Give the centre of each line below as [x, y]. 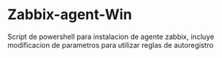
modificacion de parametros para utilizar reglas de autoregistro [111, 44]
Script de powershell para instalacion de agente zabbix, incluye [111, 37]
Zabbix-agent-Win [70, 15]
